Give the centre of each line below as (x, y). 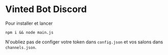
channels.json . (21, 47)
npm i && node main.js (29, 32)
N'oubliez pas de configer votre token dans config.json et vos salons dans (84, 42)
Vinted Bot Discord (46, 9)
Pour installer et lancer (29, 23)
